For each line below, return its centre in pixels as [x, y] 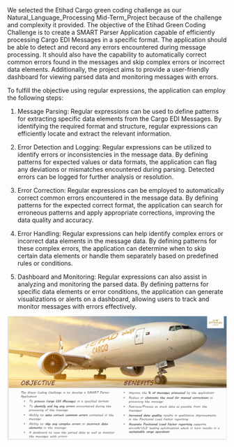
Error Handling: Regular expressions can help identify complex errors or [120, 234]
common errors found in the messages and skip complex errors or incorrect [116, 62]
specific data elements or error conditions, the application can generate [120, 292]
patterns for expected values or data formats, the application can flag [117, 162]
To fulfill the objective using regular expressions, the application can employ [117, 90]
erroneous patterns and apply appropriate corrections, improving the [116, 213]
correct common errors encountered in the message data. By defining [118, 198]
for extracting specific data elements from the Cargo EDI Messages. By [119, 119]
